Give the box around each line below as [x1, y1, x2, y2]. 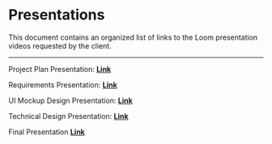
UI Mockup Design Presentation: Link [8, 95, 134, 105]
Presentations [8, 6, 105, 24]
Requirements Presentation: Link [8, 79, 117, 90]
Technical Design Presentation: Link [8, 111, 129, 121]
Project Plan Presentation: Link [8, 64, 112, 74]
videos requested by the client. [8, 40, 112, 50]
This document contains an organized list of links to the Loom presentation [8, 32, 258, 42]
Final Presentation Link [8, 127, 85, 137]
